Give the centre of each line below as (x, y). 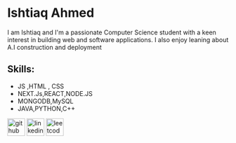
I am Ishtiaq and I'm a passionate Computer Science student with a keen (112, 32)
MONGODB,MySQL (45, 101)
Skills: (21, 69)
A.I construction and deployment (54, 47)
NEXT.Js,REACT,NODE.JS (55, 93)
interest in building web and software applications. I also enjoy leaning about (118, 39)
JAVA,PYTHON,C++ (46, 108)
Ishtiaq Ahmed (51, 13)
